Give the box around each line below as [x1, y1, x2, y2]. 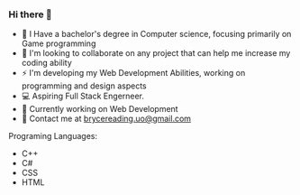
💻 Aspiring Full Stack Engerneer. [21, 90, 145, 102]
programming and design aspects [21, 80, 148, 91]
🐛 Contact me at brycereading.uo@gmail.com [21, 113, 191, 125]
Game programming [21, 38, 96, 49]
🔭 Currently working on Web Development [21, 104, 178, 115]
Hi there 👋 [8, 8, 53, 21]
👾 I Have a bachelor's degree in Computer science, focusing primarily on [21, 29, 292, 40]
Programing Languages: [8, 131, 98, 142]
